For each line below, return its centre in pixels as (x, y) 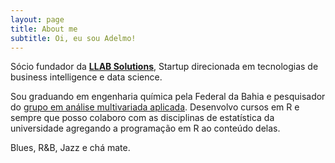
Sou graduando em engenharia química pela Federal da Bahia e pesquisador (168, 97)
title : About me (44, 29)
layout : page (37, 19)
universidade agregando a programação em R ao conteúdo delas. (145, 128)
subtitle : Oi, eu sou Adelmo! (73, 38)
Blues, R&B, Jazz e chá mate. (70, 148)
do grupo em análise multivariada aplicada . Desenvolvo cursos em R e (155, 107)
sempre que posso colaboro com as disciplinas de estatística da (142, 118)
